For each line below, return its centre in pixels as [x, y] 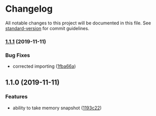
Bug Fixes [18, 55]
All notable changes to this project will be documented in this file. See [78, 23]
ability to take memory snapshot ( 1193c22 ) [57, 108]
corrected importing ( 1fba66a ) [44, 66]
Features [17, 97]
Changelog [29, 9]
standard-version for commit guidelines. [47, 28]
